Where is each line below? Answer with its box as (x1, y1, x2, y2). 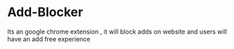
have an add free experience (7, 34, 91, 43)
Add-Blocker (7, 4, 84, 20)
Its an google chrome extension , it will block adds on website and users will (7, 27, 227, 36)
